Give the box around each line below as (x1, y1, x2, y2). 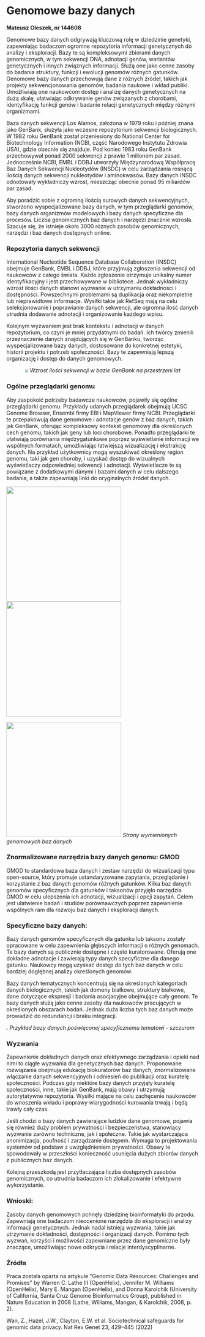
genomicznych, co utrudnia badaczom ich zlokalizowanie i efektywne (6, 1175, 182, 1182)
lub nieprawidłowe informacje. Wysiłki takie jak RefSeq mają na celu (6, 297, 177, 305)
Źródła (6, 1258, 26, 1267)
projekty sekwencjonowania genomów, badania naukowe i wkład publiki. (6, 81, 190, 89)
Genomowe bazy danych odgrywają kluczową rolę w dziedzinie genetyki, (6, 36, 192, 43)
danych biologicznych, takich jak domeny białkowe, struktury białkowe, (6, 986, 185, 994)
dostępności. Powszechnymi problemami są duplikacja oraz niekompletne (6, 291, 193, 298)
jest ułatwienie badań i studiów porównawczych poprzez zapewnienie (6, 899, 183, 906)
